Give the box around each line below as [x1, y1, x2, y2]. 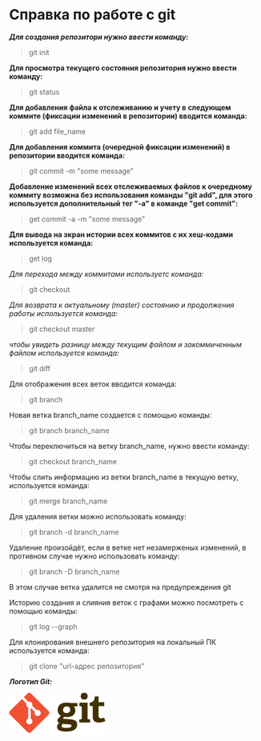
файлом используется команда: [9, 348, 119, 358]
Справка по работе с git [9, 6, 176, 24]
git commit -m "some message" [28, 166, 135, 175]
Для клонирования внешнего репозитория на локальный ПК [9, 637, 217, 647]
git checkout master [28, 324, 95, 334]
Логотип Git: [9, 676, 53, 686]
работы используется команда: [9, 308, 118, 318]
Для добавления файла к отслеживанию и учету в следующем [9, 102, 231, 112]
